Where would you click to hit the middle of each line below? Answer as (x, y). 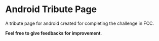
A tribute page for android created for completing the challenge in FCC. (80, 23)
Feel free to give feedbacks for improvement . (54, 33)
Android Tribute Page (51, 9)
